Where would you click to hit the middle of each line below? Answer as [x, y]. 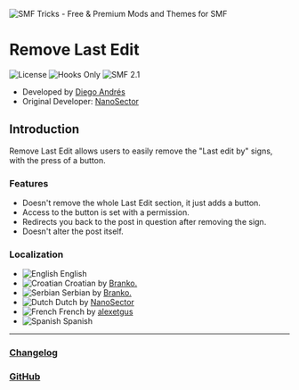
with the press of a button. [57, 160]
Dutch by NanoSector [95, 303]
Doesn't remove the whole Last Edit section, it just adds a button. [141, 203]
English [73, 274]
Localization [36, 254]
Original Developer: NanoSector [81, 101]
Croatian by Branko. [101, 283]
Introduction [44, 129]
